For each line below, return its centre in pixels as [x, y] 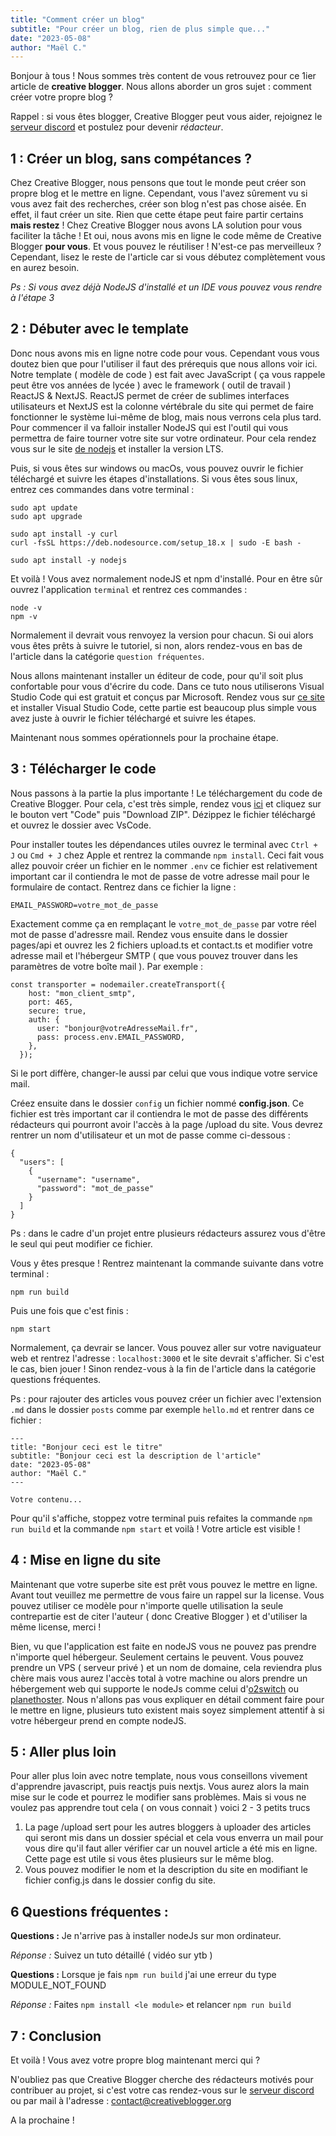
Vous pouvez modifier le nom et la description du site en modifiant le [166, 1870]
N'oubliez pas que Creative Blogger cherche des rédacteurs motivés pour [162, 2079]
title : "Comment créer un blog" [77, 19]
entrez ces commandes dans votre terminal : [102, 489]
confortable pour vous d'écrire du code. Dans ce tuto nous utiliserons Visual [167, 686]
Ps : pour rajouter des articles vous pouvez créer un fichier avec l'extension [166, 1398]
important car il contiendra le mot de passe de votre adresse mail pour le [160, 876]
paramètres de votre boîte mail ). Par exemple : [107, 966]
